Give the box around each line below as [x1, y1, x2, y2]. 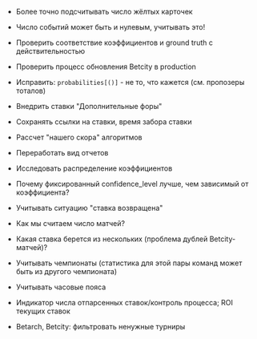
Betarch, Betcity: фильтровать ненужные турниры [15, 322, 186, 331]
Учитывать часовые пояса [15, 282, 106, 292]
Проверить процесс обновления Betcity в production [15, 62, 196, 71]
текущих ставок [15, 306, 70, 316]
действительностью [15, 46, 86, 55]
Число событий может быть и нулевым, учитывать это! [15, 22, 206, 31]
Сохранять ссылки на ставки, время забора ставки [15, 117, 192, 127]
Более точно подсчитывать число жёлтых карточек [15, 7, 194, 16]
